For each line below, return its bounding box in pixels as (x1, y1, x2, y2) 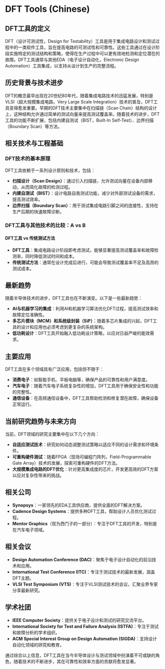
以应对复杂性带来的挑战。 (12, 473, 64, 478)
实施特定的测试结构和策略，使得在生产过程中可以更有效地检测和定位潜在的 (9, 51, 160, 56)
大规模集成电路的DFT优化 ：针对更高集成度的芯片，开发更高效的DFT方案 (12, 466, 159, 472)
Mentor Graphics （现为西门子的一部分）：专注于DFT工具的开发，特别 (12, 520, 153, 526)
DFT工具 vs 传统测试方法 (5, 235, 55, 241)
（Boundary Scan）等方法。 (5, 123, 62, 129)
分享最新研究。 (12, 587, 43, 593)
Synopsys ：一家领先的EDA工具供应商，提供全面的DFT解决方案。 (12, 502, 145, 508)
